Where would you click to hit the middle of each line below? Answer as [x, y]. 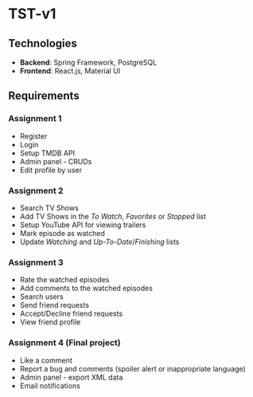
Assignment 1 [35, 119]
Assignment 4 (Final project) [64, 343]
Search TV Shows [49, 207]
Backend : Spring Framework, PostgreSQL [88, 62]
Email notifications [50, 385]
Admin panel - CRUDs [56, 161]
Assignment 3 [36, 262]
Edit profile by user [51, 170]
